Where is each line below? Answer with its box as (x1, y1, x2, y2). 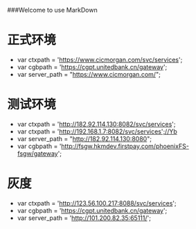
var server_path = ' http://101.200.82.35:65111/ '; (17, 214, 151, 222)
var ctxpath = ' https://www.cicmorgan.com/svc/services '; (17, 55, 183, 64)
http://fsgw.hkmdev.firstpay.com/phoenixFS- (61, 142, 189, 150)
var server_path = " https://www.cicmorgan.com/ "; (17, 70, 161, 78)
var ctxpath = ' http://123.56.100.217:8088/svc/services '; (17, 199, 177, 207)
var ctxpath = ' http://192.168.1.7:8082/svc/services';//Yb (17, 127, 178, 136)
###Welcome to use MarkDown (7, 6, 98, 14)
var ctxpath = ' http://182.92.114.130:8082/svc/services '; (17, 120, 176, 128)
